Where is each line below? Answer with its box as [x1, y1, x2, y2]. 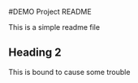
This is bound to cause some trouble [8, 67, 131, 77]
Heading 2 [8, 46, 63, 60]
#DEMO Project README [8, 7, 92, 16]
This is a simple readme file [8, 23, 100, 31]
